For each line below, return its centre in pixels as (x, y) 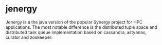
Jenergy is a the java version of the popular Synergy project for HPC (74, 22)
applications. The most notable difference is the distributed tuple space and (81, 27)
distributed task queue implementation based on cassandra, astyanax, (76, 32)
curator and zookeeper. (29, 37)
